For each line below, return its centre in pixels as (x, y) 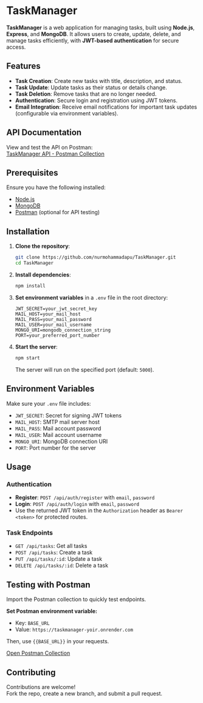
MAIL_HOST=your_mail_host (48, 314)
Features (23, 66)
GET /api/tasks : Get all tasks (51, 546)
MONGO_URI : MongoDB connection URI (61, 441)
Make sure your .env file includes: (49, 403)
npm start (28, 358)
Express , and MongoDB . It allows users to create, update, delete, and (94, 34)
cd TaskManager (34, 263)
